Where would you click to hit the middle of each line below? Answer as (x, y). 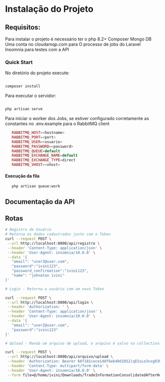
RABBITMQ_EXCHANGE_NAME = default (45, 156)
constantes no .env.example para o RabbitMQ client (57, 124)
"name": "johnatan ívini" (38, 276)
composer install (23, 86)
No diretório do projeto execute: (37, 73)
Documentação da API (40, 202)
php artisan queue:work (36, 186)
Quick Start (19, 62)
